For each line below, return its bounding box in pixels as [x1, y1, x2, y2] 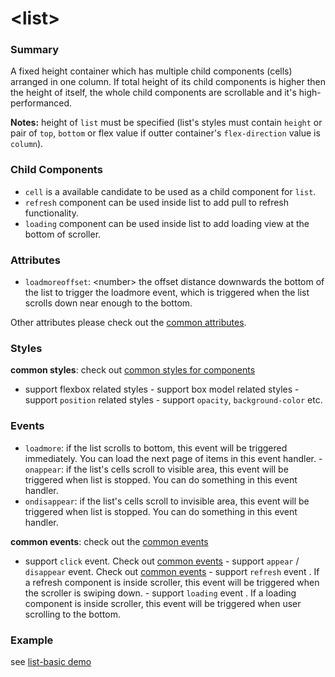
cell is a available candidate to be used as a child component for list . [24, 185, 317, 197]
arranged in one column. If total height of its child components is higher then [10, 76, 326, 88]
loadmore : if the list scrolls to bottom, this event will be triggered [24, 442, 288, 454]
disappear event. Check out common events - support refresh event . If [24, 565, 320, 577]
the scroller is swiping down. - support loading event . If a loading [24, 587, 297, 599]
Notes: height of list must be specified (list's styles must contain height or [10, 117, 323, 129]
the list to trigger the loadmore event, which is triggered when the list [24, 287, 310, 299]
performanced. [10, 97, 73, 109]
